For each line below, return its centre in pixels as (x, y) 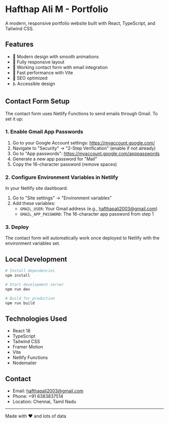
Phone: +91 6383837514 (38, 396)
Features (19, 45)
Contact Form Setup (37, 101)
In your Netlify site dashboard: (36, 188)
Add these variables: (34, 203)
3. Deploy (17, 227)
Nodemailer (24, 363)
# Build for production (30, 298)
